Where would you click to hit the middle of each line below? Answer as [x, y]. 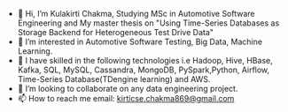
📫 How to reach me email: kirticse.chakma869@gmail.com [126, 98]
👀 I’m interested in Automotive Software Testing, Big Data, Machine [140, 41]
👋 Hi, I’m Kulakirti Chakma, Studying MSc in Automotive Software [136, 14]
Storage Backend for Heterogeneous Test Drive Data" [116, 32]
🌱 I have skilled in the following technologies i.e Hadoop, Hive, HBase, [145, 60]
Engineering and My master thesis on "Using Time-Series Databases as [148, 23]
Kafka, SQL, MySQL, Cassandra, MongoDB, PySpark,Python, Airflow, [144, 70]
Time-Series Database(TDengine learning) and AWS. [114, 79]
